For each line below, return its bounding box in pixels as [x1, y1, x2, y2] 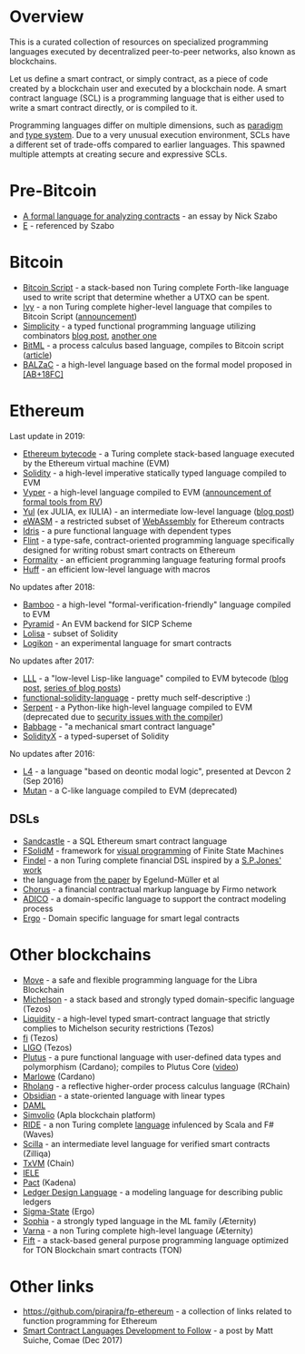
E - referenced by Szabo [22, 220, 115, 231]
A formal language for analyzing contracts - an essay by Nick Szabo [22, 211, 279, 221]
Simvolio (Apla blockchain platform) [22, 1109, 156, 1120]
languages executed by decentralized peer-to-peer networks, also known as [9, 45, 296, 56]
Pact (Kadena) [22, 1177, 77, 1188]
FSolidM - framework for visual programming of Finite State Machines [22, 845, 284, 856]
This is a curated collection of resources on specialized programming [9, 36, 269, 47]
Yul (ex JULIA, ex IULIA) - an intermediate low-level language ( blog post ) [22, 505, 295, 516]
